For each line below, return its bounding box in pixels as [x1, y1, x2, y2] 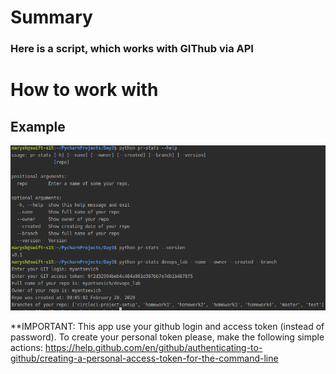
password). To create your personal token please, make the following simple [10, 331, 325, 343]
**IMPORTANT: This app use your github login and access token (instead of [10, 321, 325, 333]
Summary [10, 6, 93, 29]
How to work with [10, 79, 159, 101]
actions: [10, 342, 43, 354]
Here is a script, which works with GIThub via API [10, 42, 254, 56]
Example [10, 118, 66, 135]
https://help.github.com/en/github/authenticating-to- [44, 342, 263, 354]
